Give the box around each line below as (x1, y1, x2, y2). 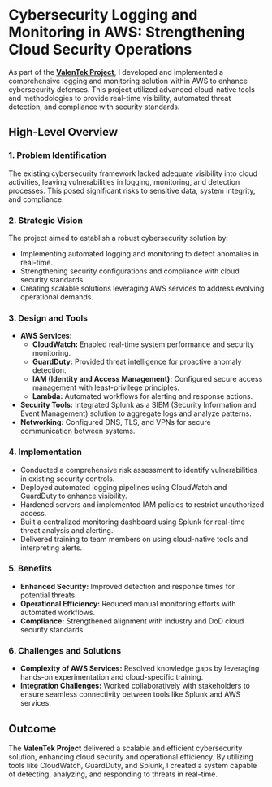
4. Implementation (8, 446, 83, 457)
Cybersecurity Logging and (8, 6, 198, 24)
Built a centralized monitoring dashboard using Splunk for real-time (19, 517, 245, 527)
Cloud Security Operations (8, 41, 192, 59)
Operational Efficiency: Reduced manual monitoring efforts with (19, 598, 236, 608)
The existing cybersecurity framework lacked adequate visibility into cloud (8, 168, 258, 178)
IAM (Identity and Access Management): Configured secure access (32, 374, 263, 384)
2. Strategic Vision (8, 214, 84, 225)
